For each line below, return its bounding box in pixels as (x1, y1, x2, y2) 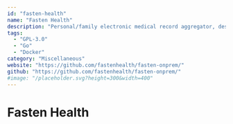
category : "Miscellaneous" (7, 55, 85, 62)
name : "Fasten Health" (7, 17, 73, 24)
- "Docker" (13, 49, 45, 56)
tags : (7, 29, 23, 37)
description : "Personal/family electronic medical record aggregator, (7, 23, 216, 30)
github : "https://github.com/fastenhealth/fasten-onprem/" (7, 68, 182, 75)
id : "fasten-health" (7, 10, 67, 17)
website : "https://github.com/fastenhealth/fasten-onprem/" (7, 62, 185, 69)
